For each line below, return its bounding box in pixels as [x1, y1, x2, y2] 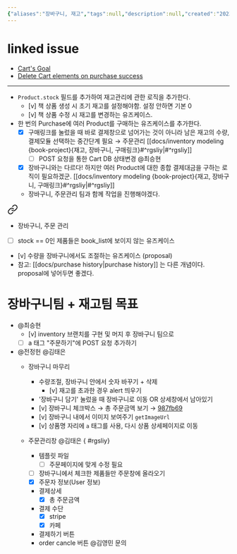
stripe [49, 512, 66, 521]
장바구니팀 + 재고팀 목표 [7, 297, 139, 312]
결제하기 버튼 [38, 530, 75, 538]
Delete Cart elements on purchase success [17, 71, 143, 80]
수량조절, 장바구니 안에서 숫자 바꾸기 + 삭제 [38, 377, 158, 386]
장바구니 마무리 [28, 362, 71, 371]
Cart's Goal [17, 64, 51, 73]
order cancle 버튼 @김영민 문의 [38, 538, 127, 547]
